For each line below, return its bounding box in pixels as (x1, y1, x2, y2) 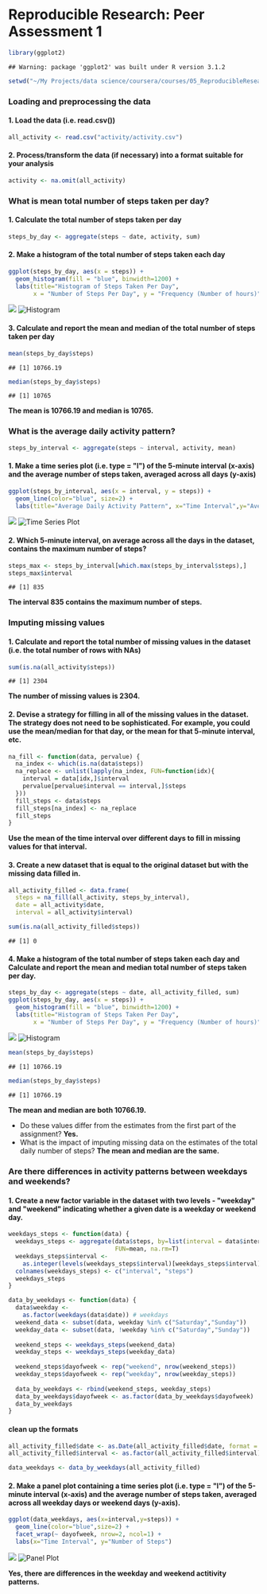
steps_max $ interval (8, 569, 73, 577)
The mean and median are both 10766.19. (8, 1106, 147, 1115)
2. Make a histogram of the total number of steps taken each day (8, 250, 226, 259)
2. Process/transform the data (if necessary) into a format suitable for (8, 150, 244, 160)
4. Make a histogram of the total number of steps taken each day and (8, 954, 240, 963)
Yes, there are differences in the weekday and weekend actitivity (8, 1569, 226, 1578)
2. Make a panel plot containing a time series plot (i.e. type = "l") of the (8, 1481, 247, 1491)
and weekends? (8, 1176, 71, 1187)
